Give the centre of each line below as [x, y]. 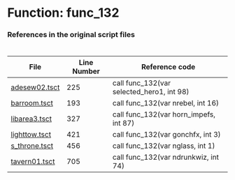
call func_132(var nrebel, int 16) [165, 103]
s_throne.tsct [32, 146]
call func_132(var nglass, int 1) [164, 146]
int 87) [123, 123]
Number [86, 71]
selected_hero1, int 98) [151, 92]
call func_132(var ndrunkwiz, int [165, 157]
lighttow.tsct [31, 135]
